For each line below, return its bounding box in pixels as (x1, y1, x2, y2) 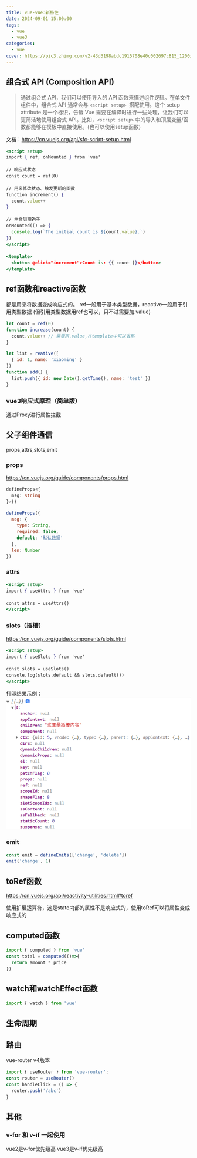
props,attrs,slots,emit (6, 446, 57, 453)
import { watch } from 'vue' (6, 1000, 77, 1007)
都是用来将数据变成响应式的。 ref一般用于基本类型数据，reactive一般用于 (6, 300, 183, 307)
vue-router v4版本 (6, 1057, 50, 1064)
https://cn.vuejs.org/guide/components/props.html (6, 474, 129, 481)
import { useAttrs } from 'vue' (6, 588, 85, 594)
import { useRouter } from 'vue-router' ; (6, 1069, 109, 1075)
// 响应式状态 (6, 167, 36, 173)
